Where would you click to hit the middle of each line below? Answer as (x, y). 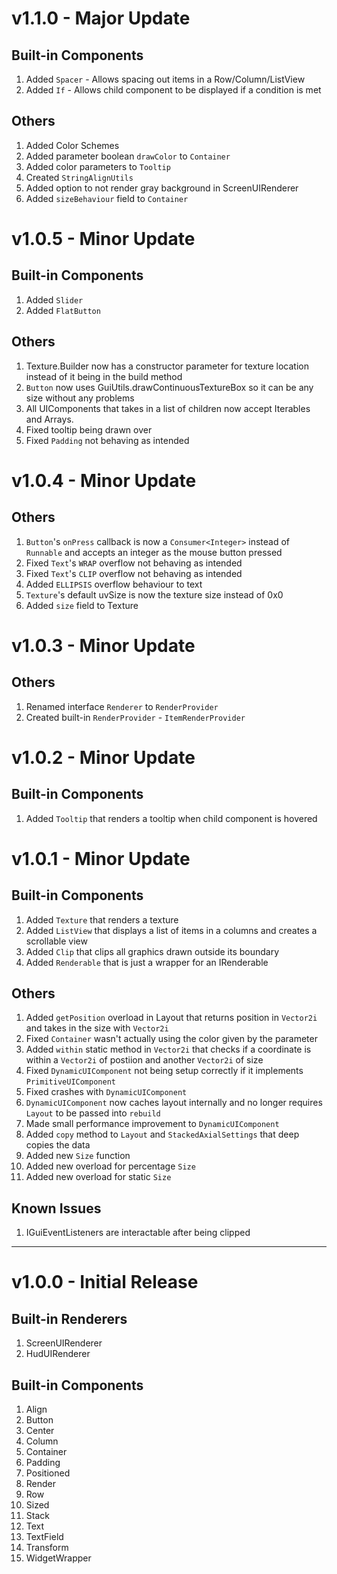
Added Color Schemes (72, 145)
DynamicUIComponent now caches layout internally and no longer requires (174, 1103)
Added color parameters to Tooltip (98, 166)
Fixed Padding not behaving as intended (107, 440)
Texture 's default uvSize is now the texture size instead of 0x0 (154, 594)
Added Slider (54, 299)
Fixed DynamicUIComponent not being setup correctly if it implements (164, 1071)
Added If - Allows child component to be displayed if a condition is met (173, 90)
